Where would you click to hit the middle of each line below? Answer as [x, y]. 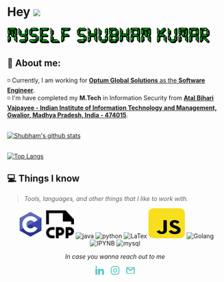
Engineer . [21, 90]
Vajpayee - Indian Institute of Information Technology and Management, [112, 108]
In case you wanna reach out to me [115, 256]
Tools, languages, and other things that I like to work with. [106, 198]
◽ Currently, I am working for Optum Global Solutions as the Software [106, 80]
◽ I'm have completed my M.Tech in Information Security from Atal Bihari [111, 97]
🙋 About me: [34, 63]
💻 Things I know [43, 179]
